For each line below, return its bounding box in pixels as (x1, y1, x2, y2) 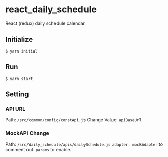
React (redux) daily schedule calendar (5, 20, 86, 27)
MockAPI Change (5, 129, 49, 137)
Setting (5, 90, 29, 98)
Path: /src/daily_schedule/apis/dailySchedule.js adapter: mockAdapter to (5, 141, 163, 147)
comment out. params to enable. (5, 146, 72, 152)
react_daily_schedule (5, 4, 97, 15)
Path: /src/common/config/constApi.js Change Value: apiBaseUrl (5, 117, 142, 123)
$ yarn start (5, 76, 33, 81)
